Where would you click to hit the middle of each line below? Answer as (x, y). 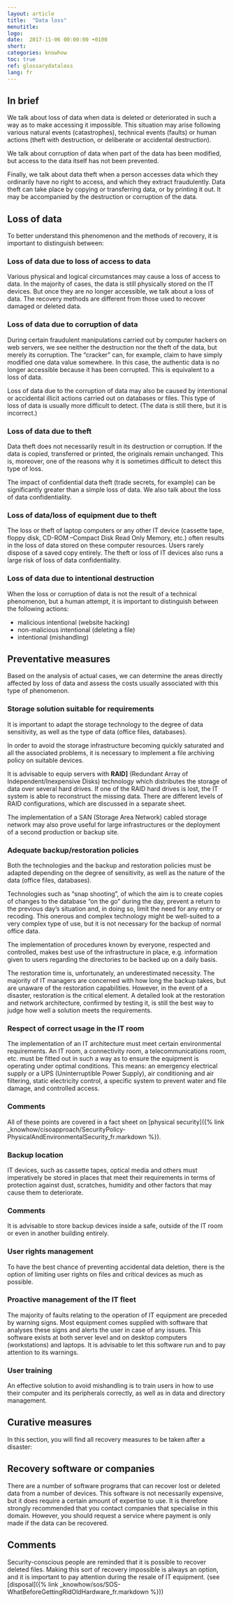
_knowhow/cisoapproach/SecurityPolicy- (66, 1129)
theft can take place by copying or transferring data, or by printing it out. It (114, 189)
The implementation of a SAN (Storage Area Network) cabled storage (107, 817)
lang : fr (20, 72)
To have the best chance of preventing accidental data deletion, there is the (116, 1267)
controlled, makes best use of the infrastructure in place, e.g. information (112, 952)
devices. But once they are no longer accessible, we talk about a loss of (111, 291)
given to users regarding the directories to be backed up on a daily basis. (112, 960)
